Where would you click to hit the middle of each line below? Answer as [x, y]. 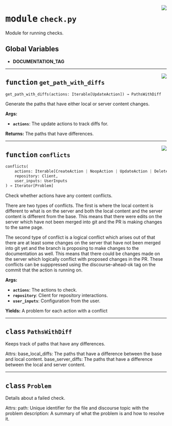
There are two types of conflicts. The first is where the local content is [79, 205]
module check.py [41, 19]
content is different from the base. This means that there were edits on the [84, 216]
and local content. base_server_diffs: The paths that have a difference [79, 359]
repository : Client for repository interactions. [60, 295]
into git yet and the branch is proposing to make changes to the [72, 248]
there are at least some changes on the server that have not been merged [83, 243]
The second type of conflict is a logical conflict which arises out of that [80, 237]
